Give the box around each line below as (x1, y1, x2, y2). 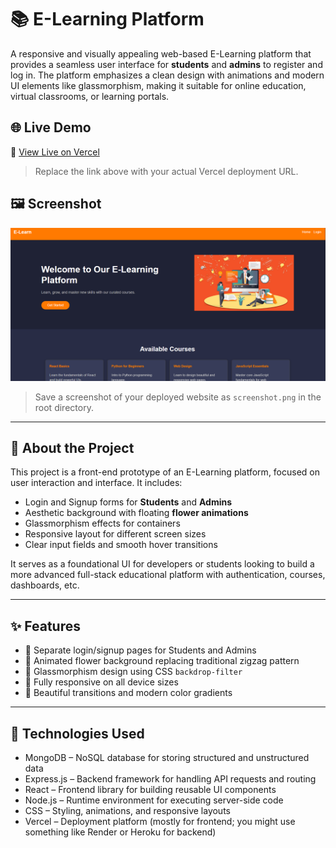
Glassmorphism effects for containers (24, 517, 181, 530)
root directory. (34, 401, 94, 413)
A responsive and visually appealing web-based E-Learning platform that (10, 47, 312, 60)
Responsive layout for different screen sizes (24, 528, 207, 540)
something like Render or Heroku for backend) (24, 826, 217, 838)
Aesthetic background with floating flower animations (24, 507, 249, 519)
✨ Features (10, 617, 81, 635)
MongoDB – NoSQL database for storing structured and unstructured (24, 752, 310, 764)
